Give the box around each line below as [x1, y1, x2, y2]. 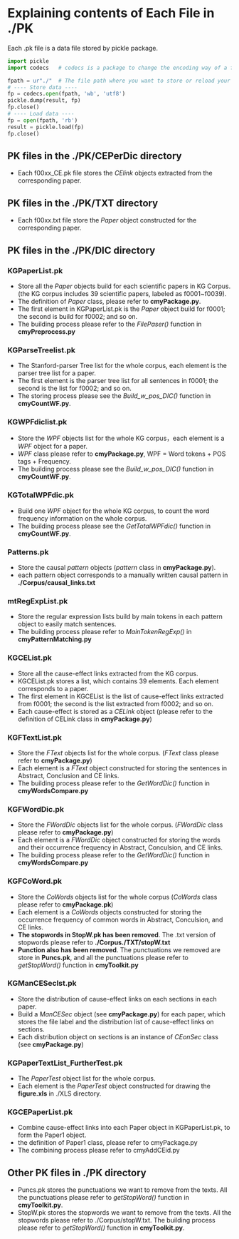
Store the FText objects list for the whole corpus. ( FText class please [17, 748, 219, 757]
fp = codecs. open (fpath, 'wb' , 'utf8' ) [7, 91, 126, 98]
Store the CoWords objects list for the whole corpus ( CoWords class [17, 892, 218, 901]
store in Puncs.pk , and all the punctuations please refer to [17, 953, 188, 962]
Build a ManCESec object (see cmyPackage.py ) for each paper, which [17, 1009, 225, 1018]
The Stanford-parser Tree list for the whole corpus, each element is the [17, 362, 228, 370]
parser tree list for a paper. [17, 369, 96, 377]
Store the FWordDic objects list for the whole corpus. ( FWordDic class [17, 820, 223, 829]
